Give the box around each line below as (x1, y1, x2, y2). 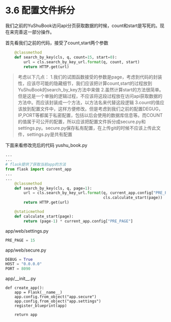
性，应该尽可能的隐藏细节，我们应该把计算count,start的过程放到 (17, 80, 153, 87)
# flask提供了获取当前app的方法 (5, 162, 66, 167)
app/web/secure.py (5, 247, 47, 253)
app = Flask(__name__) (14, 290, 63, 295)
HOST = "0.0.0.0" (5, 261, 42, 267)
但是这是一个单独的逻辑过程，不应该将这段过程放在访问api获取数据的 (17, 93, 163, 100)
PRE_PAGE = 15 (5, 238, 36, 243)
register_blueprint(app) (14, 303, 67, 309)
